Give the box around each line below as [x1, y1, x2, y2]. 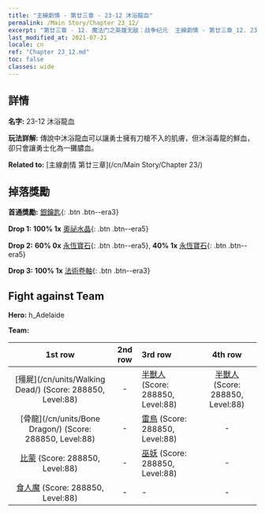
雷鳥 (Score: [141, 413, 187, 424]
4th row [211, 349, 242, 360]
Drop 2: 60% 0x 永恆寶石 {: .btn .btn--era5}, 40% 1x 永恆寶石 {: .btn [8, 241, 227, 251]
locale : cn [8, 41, 44, 49]
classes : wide [8, 63, 55, 71]
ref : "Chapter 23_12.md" [8, 48, 90, 56]
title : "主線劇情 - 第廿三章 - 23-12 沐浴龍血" [8, 11, 154, 20]
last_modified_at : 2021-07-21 [8, 33, 108, 42]
